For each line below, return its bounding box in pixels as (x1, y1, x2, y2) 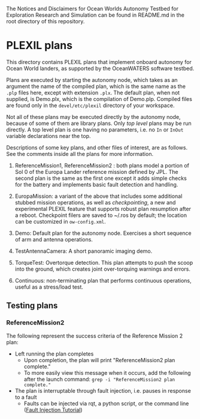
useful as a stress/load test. (14, 283, 84, 290)
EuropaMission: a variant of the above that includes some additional (14, 192, 183, 200)
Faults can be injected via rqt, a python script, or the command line (23, 400, 189, 407)
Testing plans (6, 301, 58, 311)
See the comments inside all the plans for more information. (6, 150, 154, 157)
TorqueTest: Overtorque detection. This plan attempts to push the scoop (14, 259, 193, 266)
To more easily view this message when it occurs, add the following (23, 369, 191, 376)
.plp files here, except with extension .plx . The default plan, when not (6, 89, 180, 96)
